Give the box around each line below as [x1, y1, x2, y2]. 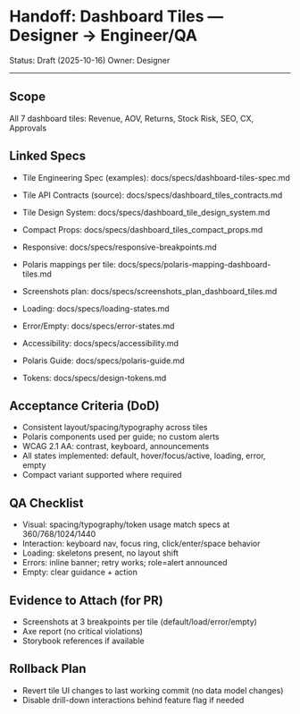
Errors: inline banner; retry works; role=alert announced [21, 557, 228, 568]
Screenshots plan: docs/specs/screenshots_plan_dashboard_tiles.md [21, 285, 278, 296]
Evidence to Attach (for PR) [9, 592, 163, 608]
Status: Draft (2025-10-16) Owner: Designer [9, 55, 171, 65]
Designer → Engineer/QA [9, 25, 198, 46]
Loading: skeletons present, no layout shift [21, 548, 179, 558]
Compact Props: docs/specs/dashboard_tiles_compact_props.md [21, 224, 263, 234]
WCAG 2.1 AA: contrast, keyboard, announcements [21, 441, 210, 452]
